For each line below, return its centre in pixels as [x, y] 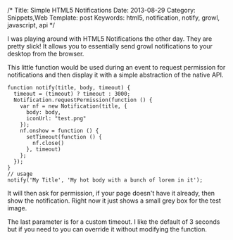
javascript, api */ [31, 25]
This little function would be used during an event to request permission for [116, 67]
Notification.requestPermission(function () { [83, 100]
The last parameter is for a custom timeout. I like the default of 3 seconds [114, 222]
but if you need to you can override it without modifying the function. [107, 229]
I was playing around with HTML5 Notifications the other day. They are [110, 39]
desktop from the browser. [46, 53]
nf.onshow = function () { [59, 131]
